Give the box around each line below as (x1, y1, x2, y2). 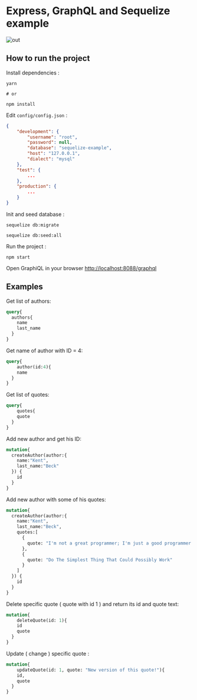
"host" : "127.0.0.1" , (27, 151, 81, 157)
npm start (6, 254, 31, 260)
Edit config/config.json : (6, 111, 68, 119)
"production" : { (17, 183, 57, 190)
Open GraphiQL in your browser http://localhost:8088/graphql (6, 264, 157, 271)
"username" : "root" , (27, 134, 78, 140)
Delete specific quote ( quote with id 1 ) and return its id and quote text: (6, 600, 179, 607)
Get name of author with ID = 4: (6, 347, 83, 354)
